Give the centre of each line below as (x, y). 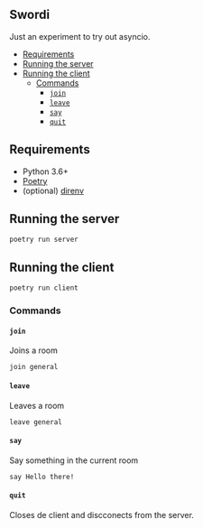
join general (34, 367)
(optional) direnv (53, 190)
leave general (36, 422)
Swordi (30, 15)
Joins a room (34, 350)
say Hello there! (42, 477)
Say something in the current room (74, 460)
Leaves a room (37, 405)
